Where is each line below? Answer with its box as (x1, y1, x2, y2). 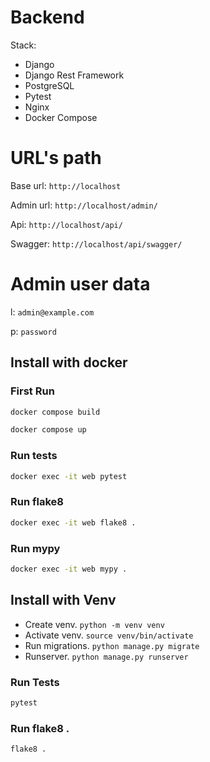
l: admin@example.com (10, 306, 95, 318)
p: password (10, 325, 57, 337)
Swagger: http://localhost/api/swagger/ (10, 237, 183, 250)
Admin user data (10, 273, 151, 296)
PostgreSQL (24, 79, 75, 91)
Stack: (10, 39, 37, 51)
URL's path (10, 147, 102, 170)
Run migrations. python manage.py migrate (24, 639, 200, 651)
